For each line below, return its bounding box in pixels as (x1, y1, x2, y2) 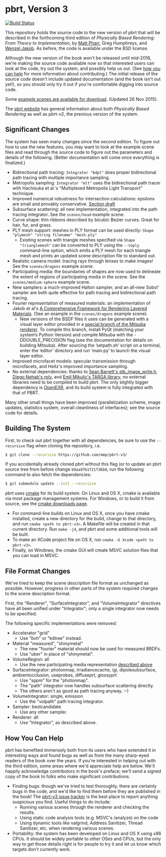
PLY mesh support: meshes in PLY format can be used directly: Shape (12, 227, 154, 233)
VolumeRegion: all (12, 656, 50, 663)
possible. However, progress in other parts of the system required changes (5, 585, 159, 591)
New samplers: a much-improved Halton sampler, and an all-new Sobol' (12, 284, 160, 290)
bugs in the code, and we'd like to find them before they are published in (12, 788, 161, 794)
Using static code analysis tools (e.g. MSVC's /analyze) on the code (19, 814, 159, 820)
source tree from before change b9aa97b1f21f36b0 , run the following (5, 466, 144, 472)
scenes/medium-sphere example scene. (12, 279, 91, 285)
